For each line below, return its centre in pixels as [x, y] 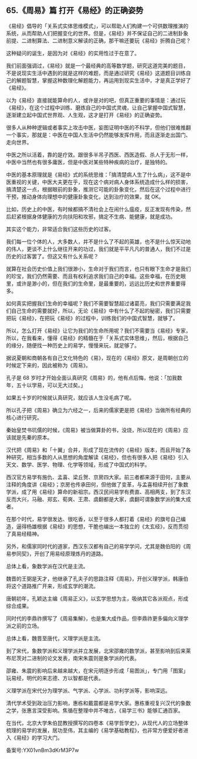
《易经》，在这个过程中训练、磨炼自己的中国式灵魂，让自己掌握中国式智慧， [97, 107]
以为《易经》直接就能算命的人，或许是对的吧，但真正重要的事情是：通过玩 [96, 100]
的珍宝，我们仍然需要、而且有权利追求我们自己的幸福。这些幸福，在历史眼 [96, 276]
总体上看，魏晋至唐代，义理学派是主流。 [55, 638]
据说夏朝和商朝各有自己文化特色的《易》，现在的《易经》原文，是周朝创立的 [97, 357]
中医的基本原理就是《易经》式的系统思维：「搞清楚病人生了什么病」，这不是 [96, 174]
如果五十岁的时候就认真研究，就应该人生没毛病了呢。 [70, 397]
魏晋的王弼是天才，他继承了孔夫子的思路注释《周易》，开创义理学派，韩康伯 [97, 578]
